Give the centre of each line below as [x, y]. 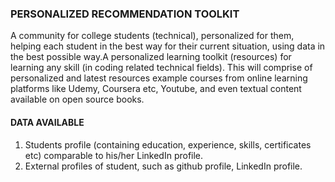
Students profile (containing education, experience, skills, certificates [168, 144]
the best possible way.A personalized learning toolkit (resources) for [151, 57]
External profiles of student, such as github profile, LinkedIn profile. [163, 166]
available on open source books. [77, 99]
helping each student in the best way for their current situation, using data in [168, 46]
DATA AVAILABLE [47, 122]
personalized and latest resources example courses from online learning [159, 78]
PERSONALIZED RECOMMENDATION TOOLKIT [125, 14]
